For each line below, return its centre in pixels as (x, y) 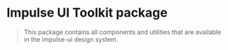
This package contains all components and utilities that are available (122, 32)
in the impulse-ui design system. (71, 39)
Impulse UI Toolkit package (87, 13)
